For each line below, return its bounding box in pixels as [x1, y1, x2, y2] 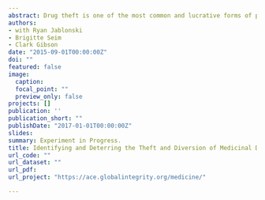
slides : [8, 129, 34, 137]
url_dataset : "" [8, 159, 62, 167]
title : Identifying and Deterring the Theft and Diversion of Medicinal [8, 144, 252, 152]
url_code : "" [8, 151, 51, 159]
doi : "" [8, 56, 34, 64]
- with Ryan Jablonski [8, 26, 83, 34]
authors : [8, 19, 37, 27]
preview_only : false [15, 92, 83, 100]
